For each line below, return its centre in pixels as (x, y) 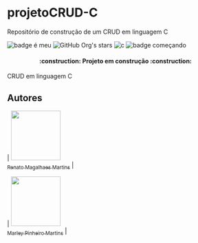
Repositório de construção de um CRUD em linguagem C (88, 32)
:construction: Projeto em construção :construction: (115, 61)
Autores (25, 98)
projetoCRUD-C (53, 13)
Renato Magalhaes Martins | (41, 166)
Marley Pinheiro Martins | (37, 232)
